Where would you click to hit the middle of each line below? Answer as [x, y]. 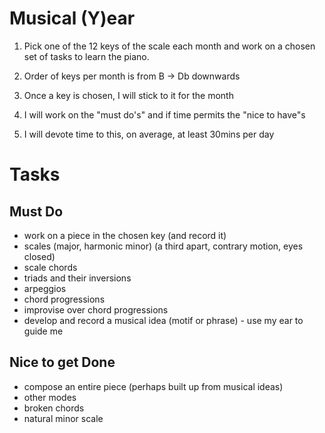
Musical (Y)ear [72, 18]
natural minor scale [63, 418]
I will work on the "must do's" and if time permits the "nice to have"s [164, 114]
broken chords [54, 408]
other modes [50, 397]
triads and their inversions [77, 278]
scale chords [50, 267]
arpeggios [45, 288]
